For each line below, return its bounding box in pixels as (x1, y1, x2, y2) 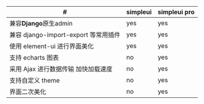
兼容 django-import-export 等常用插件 (9, 30, 121, 39)
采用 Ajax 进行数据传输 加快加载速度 (9, 65, 113, 73)
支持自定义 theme (9, 76, 60, 85)
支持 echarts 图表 (9, 54, 59, 61)
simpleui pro (158, 8, 195, 16)
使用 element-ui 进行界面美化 (9, 42, 94, 50)
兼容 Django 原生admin (9, 19, 73, 27)
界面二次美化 (9, 88, 47, 96)
